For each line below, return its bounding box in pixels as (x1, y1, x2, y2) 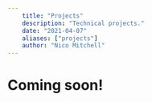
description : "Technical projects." (22, 19, 146, 27)
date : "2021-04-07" (22, 27, 88, 35)
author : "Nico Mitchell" (22, 42, 105, 50)
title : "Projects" (22, 11, 84, 20)
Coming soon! (7, 76, 104, 95)
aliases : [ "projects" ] (22, 34, 98, 43)
